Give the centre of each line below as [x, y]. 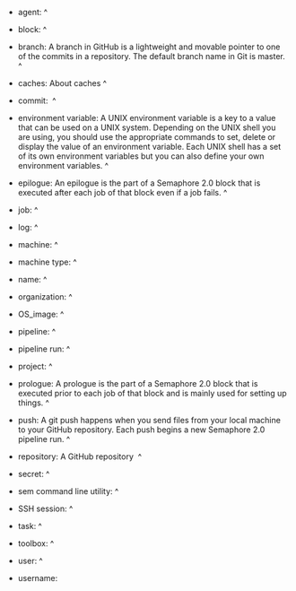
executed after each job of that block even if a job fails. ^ [122, 192]
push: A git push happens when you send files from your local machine [149, 420]
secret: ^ [34, 474]
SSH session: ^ [45, 508]
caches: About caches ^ [62, 83]
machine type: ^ [47, 262]
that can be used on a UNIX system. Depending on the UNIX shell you [147, 127]
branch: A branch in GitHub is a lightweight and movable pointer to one [149, 47]
